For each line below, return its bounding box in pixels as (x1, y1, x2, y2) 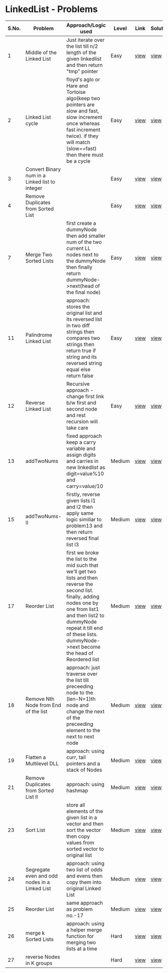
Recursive (66, 380, 90, 387)
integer (25, 184, 42, 191)
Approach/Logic (66, 22, 106, 29)
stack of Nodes (66, 766, 102, 773)
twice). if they (66, 132, 99, 139)
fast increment (66, 126, 100, 133)
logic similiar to (66, 516, 102, 523)
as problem (66, 905, 93, 912)
